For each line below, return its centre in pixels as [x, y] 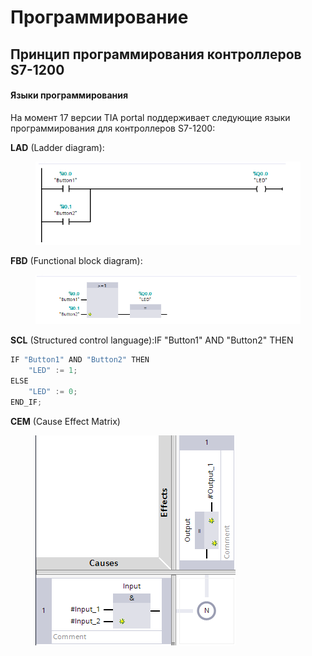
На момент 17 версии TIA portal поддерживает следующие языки [150, 117]
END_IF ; [26, 402]
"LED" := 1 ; [53, 371]
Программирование [99, 17]
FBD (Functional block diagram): [76, 261]
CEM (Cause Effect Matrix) [65, 421]
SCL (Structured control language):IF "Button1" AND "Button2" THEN [152, 340]
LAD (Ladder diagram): [57, 147]
